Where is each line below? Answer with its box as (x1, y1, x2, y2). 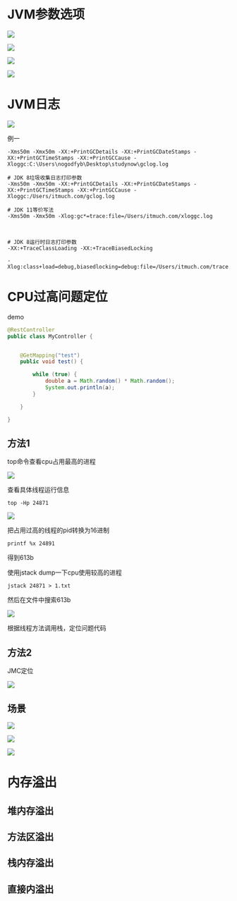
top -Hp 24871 (7, 500, 49, 507)
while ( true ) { (32, 371, 78, 378)
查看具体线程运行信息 (7, 486, 69, 494)
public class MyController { (7, 333, 93, 340)
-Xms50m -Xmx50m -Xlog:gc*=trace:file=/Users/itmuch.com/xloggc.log (7, 212, 213, 219)
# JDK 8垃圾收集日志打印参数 (7, 174, 83, 181)
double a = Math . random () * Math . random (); (44, 378, 175, 385)
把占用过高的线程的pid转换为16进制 (7, 526, 109, 534)
